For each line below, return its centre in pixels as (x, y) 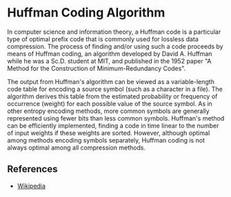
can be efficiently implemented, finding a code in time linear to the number (113, 125)
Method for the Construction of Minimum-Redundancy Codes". (97, 68)
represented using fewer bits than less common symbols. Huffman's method (116, 118)
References (32, 169)
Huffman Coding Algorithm (86, 13)
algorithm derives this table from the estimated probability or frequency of (112, 96)
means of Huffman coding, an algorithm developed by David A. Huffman (110, 54)
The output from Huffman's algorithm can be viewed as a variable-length (111, 81)
